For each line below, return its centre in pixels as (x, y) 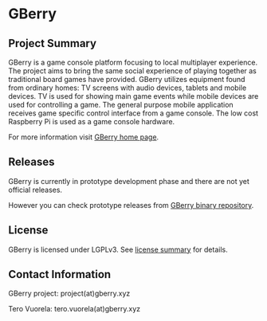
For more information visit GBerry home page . (84, 137)
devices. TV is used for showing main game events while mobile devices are (133, 96)
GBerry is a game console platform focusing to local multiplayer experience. (133, 62)
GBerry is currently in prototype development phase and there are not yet (129, 181)
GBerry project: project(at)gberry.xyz (69, 294)
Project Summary (53, 43)
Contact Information (60, 274)
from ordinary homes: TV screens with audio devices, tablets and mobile (128, 88)
